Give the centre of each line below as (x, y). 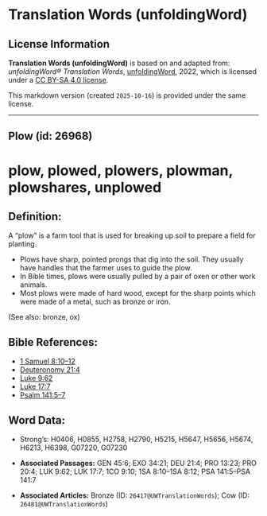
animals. (33, 285)
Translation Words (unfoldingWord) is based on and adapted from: (119, 63)
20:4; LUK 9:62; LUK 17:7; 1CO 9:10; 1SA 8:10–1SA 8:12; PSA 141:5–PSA (135, 471)
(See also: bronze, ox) (44, 317)
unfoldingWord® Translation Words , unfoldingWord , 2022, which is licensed (132, 72)
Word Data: (37, 420)
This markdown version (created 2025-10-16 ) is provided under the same (127, 95)
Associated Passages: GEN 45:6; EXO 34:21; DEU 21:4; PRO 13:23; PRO (138, 464)
